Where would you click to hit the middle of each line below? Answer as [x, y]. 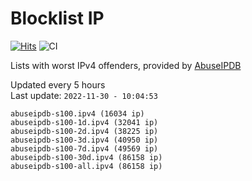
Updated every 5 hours [58, 84]
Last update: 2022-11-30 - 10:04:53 [84, 95]
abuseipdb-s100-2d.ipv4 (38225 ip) [84, 131]
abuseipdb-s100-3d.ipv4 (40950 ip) [84, 140]
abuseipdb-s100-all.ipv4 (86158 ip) [86, 166]
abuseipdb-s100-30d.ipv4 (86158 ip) [86, 157]
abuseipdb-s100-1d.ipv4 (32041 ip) [84, 122]
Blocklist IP [57, 18]
